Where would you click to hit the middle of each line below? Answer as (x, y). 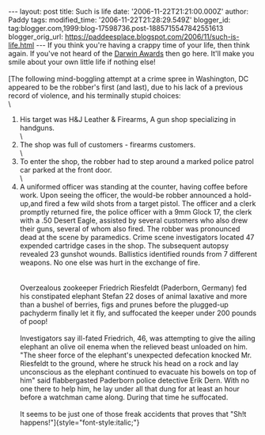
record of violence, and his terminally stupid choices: (95, 95)
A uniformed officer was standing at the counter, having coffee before (133, 187)
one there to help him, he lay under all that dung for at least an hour (129, 389)
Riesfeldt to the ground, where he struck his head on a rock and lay (129, 363)
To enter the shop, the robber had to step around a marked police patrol (137, 161)
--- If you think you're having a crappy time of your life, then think (143, 45)
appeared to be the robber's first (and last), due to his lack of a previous (126, 87)
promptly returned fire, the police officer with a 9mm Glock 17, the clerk (136, 212)
